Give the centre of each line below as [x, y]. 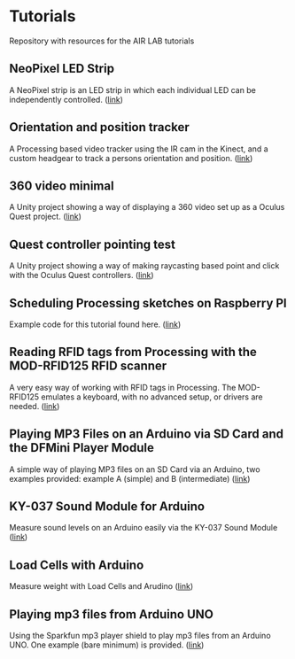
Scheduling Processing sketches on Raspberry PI [148, 303]
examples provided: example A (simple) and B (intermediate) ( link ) [130, 478]
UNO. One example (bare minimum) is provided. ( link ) [107, 645]
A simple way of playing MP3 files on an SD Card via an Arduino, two [135, 469]
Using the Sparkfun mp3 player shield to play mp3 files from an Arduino [140, 636]
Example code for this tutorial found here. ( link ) [95, 324]
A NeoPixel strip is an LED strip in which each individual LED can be [133, 89]
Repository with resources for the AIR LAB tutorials [102, 41]
